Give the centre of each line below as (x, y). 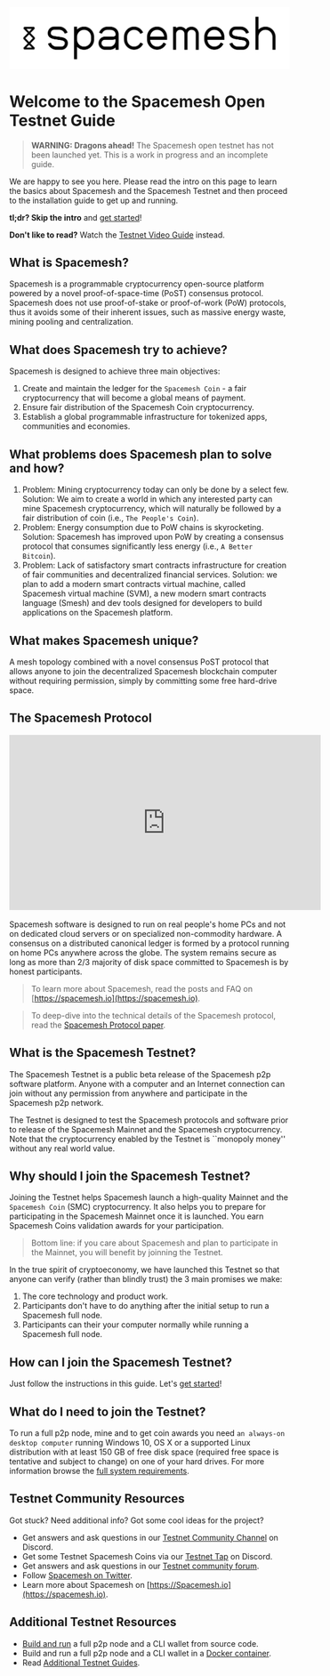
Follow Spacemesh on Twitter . (77, 1575)
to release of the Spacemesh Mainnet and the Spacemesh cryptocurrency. (146, 1129)
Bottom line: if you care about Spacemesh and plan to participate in (154, 1243)
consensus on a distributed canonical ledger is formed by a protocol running (149, 943)
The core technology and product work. (95, 1296)
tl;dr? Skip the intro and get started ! (76, 217)
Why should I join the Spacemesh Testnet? (130, 1176)
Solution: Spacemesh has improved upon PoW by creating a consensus (153, 537)
